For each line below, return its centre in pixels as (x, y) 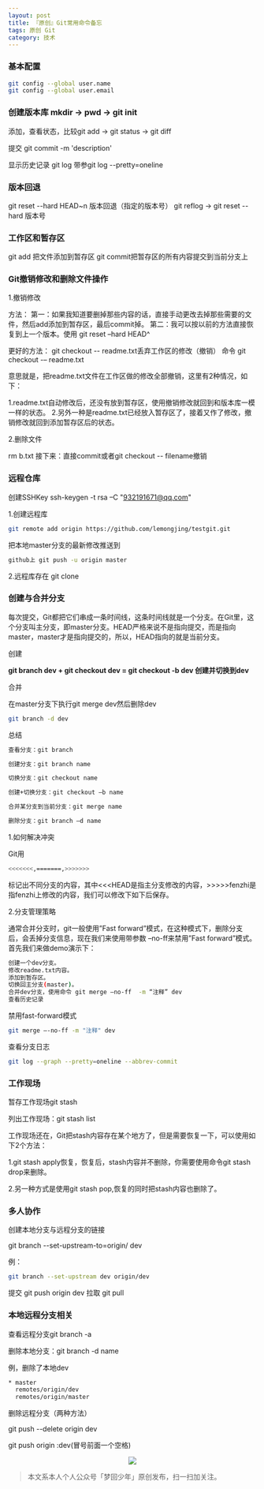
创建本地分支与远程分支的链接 (56, 1230)
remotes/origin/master (52, 1397)
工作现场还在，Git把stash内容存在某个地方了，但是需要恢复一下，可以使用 (128, 1135)
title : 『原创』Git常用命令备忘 (55, 23)
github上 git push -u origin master (68, 560)
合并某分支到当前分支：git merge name (65, 807)
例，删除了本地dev (39, 1367)
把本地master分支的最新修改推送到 (64, 544)
